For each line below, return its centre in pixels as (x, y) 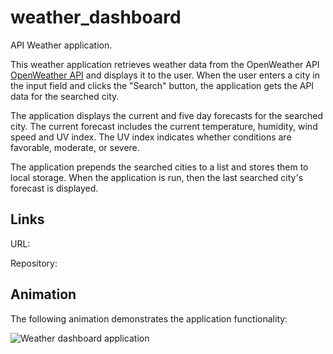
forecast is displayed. (54, 188)
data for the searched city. (65, 96)
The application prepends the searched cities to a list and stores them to (159, 167)
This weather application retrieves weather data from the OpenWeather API (165, 64)
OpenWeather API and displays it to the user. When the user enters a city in (165, 75)
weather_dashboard (96, 17)
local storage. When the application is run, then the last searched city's (157, 177)
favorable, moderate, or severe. (75, 147)
